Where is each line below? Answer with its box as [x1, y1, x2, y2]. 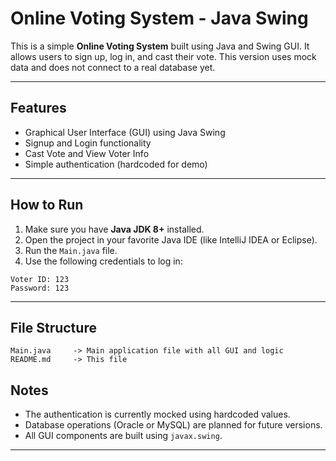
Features [10, 100, 67, 117]
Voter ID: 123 [10, 274, 70, 284]
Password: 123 [10, 283, 70, 293]
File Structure [10, 319, 97, 336]
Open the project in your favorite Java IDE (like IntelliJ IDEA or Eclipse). [24, 233, 318, 246]
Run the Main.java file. [24, 244, 118, 256]
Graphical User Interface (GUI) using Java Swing [24, 126, 226, 138]
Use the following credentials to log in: [24, 255, 183, 267]
